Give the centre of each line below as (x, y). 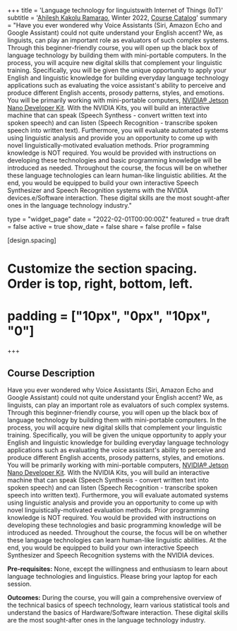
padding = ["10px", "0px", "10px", (109, 316)
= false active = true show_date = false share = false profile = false (104, 226)
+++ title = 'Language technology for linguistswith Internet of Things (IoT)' (115, 10)
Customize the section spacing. (102, 269)
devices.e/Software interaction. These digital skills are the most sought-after (119, 198)
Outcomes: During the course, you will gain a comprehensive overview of (115, 597)
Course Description (51, 373)
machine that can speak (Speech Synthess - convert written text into (107, 115)
